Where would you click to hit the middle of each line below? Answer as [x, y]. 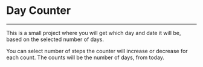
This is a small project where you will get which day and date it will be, [94, 33]
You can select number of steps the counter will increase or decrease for [97, 51]
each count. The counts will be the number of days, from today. [85, 57]
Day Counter [39, 11]
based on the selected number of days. [55, 39]
